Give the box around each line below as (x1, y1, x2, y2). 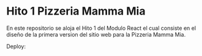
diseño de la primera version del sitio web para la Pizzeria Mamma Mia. (6, 30, 186, 38)
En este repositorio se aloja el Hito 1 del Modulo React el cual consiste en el (6, 24, 196, 32)
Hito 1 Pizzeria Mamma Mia (6, 4, 146, 18)
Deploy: (6, 43, 26, 50)
